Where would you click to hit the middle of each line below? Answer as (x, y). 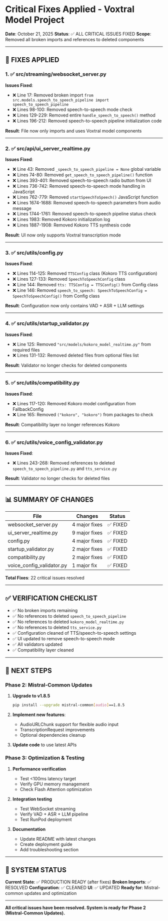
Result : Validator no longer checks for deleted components (66, 365)
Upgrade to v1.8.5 (31, 696)
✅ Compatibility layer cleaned (43, 650)
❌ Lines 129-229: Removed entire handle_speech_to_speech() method (84, 115)
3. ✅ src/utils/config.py (34, 253)
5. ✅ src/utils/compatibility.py (42, 383)
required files (26, 350)
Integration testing (32, 799)
